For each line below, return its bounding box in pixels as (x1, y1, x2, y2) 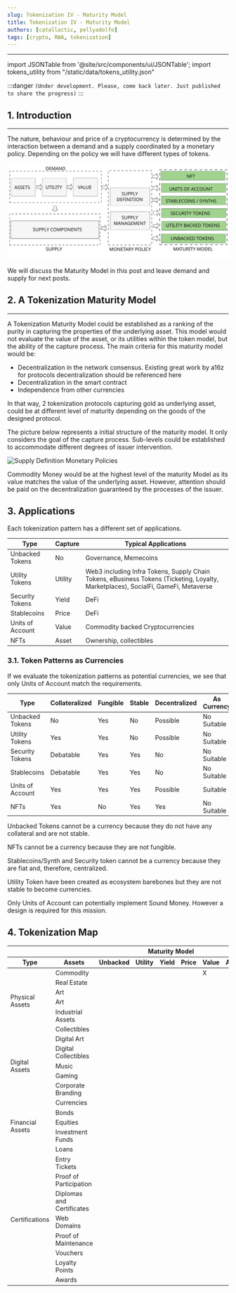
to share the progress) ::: (7, 89, 84, 98)
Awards (55, 1275, 77, 1284)
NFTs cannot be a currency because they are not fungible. (7, 843, 176, 851)
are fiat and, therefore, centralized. (7, 864, 108, 872)
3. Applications (7, 505, 75, 517)
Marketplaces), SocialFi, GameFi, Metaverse (85, 582, 213, 590)
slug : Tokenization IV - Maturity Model (7, 11, 128, 18)
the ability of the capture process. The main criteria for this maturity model (7, 342, 223, 350)
